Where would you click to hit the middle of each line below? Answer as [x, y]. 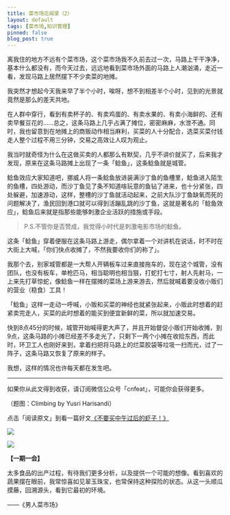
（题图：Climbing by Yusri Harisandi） [61, 404]
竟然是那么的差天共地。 [40, 99]
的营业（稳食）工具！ [37, 290]
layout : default [30, 20]
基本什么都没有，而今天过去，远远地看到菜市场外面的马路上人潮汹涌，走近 [112, 68]
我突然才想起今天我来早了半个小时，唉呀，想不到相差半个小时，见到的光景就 [115, 91]
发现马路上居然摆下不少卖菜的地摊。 [70, 77]
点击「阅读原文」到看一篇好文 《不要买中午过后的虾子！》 [88, 418]
